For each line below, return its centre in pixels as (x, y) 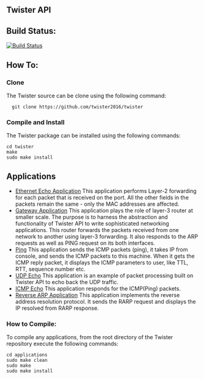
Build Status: (31, 31)
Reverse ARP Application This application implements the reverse (97, 295)
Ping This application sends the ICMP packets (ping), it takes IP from (101, 250)
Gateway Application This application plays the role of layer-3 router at (104, 210)
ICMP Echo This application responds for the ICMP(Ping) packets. (98, 288)
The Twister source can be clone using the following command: (86, 96)
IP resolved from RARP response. (57, 308)
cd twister (20, 147)
